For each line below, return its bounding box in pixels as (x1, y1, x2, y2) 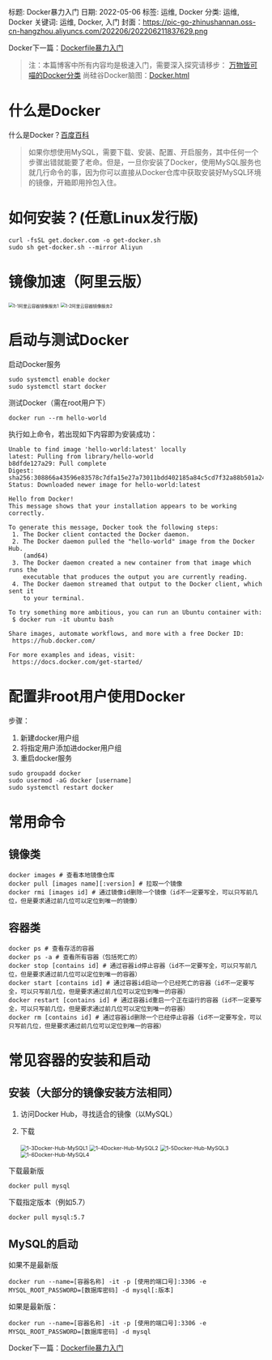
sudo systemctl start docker (8, 382, 107, 390)
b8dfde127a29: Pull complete (8, 459, 107, 467)
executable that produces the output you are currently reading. (23, 573, 249, 581)
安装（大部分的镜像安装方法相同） (8, 1086, 179, 1100)
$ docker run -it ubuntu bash (11, 615, 114, 624)
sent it (8, 586, 35, 595)
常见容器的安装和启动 (8, 1051, 151, 1069)
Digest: (8, 467, 35, 475)
